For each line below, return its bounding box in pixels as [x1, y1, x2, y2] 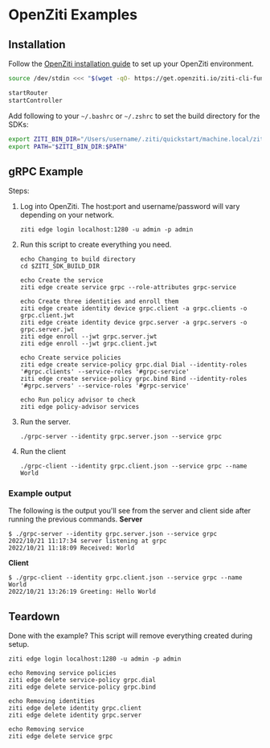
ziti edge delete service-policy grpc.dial [8, 676, 157, 685]
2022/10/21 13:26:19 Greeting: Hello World [8, 588, 157, 596]
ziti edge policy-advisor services [19, 403, 140, 411]
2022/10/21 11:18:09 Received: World [8, 544, 135, 552]
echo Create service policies [19, 354, 122, 362]
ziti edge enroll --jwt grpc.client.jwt [19, 340, 157, 348]
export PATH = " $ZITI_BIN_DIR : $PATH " [8, 142, 128, 150]
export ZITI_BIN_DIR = [8, 135, 81, 143]
